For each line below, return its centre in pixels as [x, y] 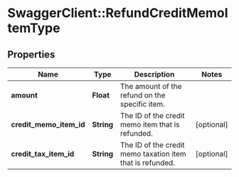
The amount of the [151, 86]
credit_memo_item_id [48, 124]
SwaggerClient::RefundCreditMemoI [118, 13]
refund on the [143, 95]
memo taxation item [153, 154]
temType [34, 28]
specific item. [143, 104]
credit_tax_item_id [43, 154]
